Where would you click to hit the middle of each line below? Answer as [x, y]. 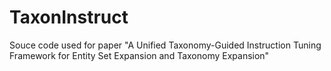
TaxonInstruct [69, 17]
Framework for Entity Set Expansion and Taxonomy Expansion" [139, 55]
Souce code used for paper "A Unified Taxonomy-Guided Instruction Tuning [165, 45]
